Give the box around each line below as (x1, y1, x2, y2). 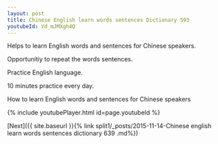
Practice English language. (7, 68, 83, 76)
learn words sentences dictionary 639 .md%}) (7, 129, 139, 138)
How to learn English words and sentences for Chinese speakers (7, 95, 191, 103)
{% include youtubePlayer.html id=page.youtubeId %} (7, 108, 161, 117)
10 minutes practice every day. (7, 82, 95, 90)
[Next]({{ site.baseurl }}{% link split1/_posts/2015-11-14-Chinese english (7, 122, 212, 130)
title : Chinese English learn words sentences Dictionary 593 (7, 17, 190, 23)
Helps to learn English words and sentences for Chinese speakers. (7, 42, 197, 50)
